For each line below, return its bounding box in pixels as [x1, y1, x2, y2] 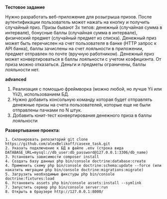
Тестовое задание [5, 4, 45, 10]
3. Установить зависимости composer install [5, 154, 99, 159]
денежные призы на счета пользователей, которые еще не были [12, 102, 151, 107]
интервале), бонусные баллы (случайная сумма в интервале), [5, 30, 138, 35]
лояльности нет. [5, 67, 40, 73]
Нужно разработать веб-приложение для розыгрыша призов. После [5, 14, 152, 19]
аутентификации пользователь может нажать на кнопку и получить [5, 19, 150, 25]
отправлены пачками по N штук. [12, 107, 82, 113]
